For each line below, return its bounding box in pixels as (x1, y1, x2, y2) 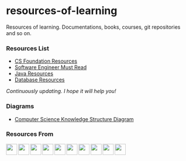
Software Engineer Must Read (14, 64, 87, 71)
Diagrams (6, 102, 35, 111)
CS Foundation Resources (14, 57, 78, 65)
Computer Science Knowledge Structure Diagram (14, 115, 134, 122)
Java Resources (14, 70, 54, 77)
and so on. (6, 29, 32, 36)
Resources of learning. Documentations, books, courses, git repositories (6, 23, 181, 30)
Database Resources (14, 76, 65, 83)
